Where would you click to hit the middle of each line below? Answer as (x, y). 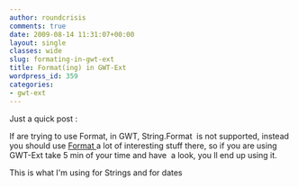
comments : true (38, 26)
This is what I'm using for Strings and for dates (96, 173)
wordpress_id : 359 (44, 76)
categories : (32, 85)
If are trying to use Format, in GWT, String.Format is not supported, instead (149, 136)
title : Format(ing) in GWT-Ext (68, 68)
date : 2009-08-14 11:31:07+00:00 (72, 34)
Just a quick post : (44, 119)
